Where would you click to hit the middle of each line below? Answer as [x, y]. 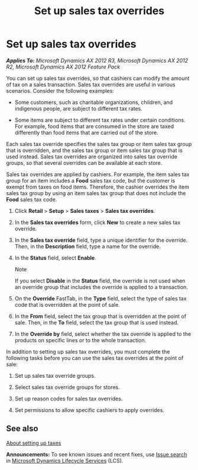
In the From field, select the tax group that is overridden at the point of [100, 316]
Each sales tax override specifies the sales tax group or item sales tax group [99, 144]
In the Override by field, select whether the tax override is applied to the [103, 334]
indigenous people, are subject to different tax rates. [79, 108]
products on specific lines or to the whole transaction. [80, 340]
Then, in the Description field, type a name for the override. [87, 246]
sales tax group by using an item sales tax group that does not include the [96, 193]
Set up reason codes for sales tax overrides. [69, 398]
